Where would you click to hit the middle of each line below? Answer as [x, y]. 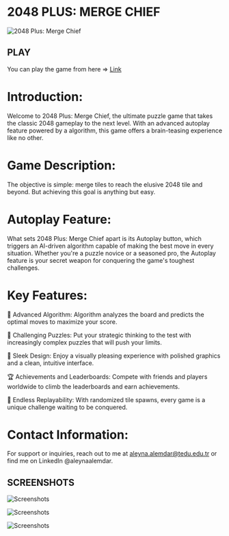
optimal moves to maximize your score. [62, 322]
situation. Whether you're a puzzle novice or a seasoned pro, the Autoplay [112, 253]
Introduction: [45, 96]
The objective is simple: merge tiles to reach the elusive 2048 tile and [105, 184]
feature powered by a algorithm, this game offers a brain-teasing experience [115, 130]
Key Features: [47, 295]
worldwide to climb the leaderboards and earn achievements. [93, 386]
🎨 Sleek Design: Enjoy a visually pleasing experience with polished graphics [114, 356]
